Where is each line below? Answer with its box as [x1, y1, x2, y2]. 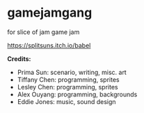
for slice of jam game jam [7, 28, 80, 36]
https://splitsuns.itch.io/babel [7, 41, 91, 49]
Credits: [7, 54, 31, 63]
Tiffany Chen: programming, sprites [17, 75, 120, 84]
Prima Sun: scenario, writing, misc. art [17, 68, 127, 76]
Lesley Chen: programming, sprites [17, 82, 118, 91]
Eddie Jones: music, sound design [17, 97, 116, 105]
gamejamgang [7, 5, 93, 21]
